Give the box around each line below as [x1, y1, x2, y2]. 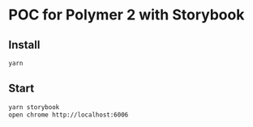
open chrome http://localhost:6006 [8, 111, 129, 119]
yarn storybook [8, 103, 60, 111]
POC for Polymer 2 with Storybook [8, 6, 245, 24]
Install [8, 38, 41, 52]
